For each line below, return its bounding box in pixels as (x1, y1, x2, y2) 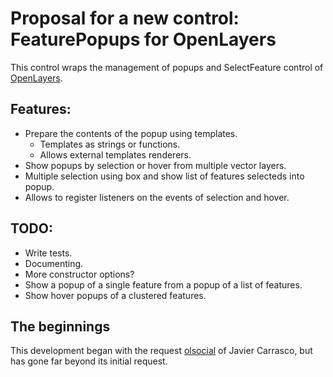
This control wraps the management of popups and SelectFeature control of (10, 61, 324, 73)
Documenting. (24, 257, 84, 269)
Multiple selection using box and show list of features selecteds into (24, 170, 305, 182)
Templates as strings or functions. (39, 138, 181, 150)
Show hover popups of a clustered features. (24, 289, 207, 301)
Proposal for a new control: (10, 7, 240, 30)
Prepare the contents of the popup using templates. (24, 127, 238, 139)
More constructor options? (24, 268, 135, 280)
